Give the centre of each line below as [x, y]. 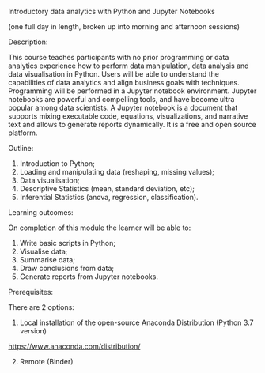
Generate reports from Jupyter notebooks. [89, 277]
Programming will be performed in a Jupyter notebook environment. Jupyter [132, 91]
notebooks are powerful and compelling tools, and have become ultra [121, 99]
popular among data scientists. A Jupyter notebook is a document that [123, 107]
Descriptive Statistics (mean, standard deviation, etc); [107, 188]
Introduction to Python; [57, 164]
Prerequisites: [31, 292]
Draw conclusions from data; [67, 268]
